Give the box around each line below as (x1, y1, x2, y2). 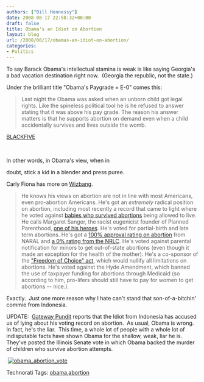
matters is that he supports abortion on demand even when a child (21, 115, 189, 122)
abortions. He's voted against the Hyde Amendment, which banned (21, 263, 191, 271)
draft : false (6, 20, 40, 26)
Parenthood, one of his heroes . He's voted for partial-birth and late (21, 224, 189, 232)
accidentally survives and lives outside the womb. (21, 121, 147, 129)
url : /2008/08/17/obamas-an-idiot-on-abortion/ (6, 37, 130, 43)
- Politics (6, 49, 34, 55)
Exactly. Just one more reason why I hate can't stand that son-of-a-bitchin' (6, 294, 197, 302)
